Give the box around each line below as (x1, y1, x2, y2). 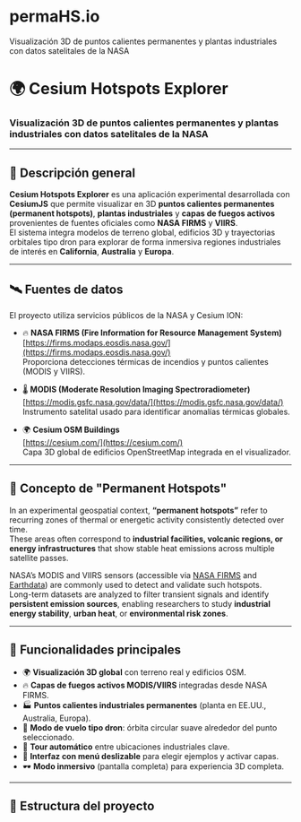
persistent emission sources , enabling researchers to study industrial (9, 598, 271, 609)
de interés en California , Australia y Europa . (9, 247, 175, 257)
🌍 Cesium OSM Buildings (21, 424, 120, 436)
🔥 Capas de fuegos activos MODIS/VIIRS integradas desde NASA (21, 679, 268, 690)
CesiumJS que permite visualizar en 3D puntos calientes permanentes (9, 199, 275, 210)
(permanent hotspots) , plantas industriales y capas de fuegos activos (9, 208, 276, 219)
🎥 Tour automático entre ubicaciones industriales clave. (21, 741, 230, 752)
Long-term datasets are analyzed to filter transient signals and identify (9, 589, 270, 600)
